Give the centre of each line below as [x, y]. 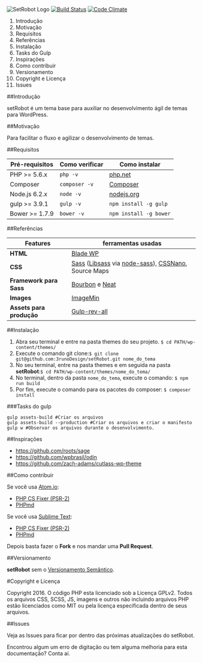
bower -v [72, 214]
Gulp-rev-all [90, 311]
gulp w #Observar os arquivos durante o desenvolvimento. [81, 428]
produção [24, 315]
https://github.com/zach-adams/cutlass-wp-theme [79, 464]
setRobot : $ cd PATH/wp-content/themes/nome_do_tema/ [83, 371]
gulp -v [70, 204]
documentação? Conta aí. [39, 653]
